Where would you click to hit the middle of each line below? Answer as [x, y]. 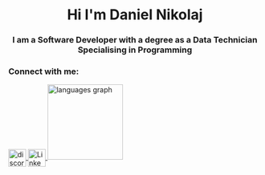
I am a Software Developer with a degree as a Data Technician [135, 40]
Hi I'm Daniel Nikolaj [135, 15]
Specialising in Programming [135, 50]
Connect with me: [44, 71]
